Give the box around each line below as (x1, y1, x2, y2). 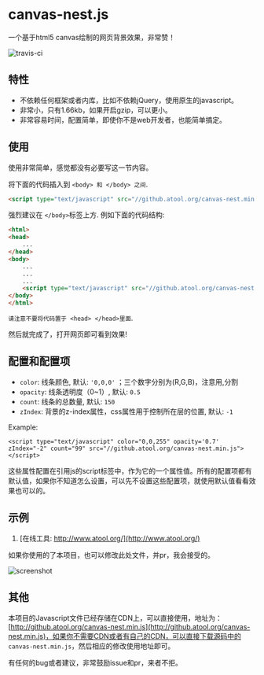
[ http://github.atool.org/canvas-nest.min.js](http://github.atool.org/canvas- (8, 622, 251, 631)
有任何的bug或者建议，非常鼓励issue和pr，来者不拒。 (8, 658, 182, 667)
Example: (8, 422, 38, 432)
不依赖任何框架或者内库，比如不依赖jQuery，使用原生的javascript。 (19, 95, 238, 105)
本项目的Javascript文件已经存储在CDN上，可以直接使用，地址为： (8, 613, 222, 622)
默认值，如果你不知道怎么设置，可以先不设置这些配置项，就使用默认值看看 (8, 476, 249, 485)
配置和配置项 (8, 355, 71, 368)
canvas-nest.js (8, 6, 109, 24)
